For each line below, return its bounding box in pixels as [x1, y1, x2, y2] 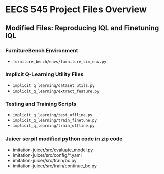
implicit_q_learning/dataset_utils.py [12, 83, 95, 89]
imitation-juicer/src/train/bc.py [12, 157, 77, 163]
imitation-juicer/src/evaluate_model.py [12, 147, 93, 153]
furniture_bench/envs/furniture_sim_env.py [12, 59, 107, 64]
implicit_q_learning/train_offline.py [12, 123, 95, 128]
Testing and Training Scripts [5, 100, 77, 107]
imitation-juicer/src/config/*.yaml [12, 152, 82, 158]
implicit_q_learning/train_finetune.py [12, 118, 97, 123]
